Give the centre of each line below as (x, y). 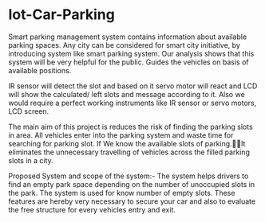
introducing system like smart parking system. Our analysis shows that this (131, 53)
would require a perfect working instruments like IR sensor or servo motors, (132, 103)
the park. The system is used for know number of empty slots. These (122, 193)
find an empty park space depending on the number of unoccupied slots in (132, 184)
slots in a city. (31, 160)
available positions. (40, 70)
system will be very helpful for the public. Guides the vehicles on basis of (129, 62)
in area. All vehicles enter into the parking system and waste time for (121, 135)
